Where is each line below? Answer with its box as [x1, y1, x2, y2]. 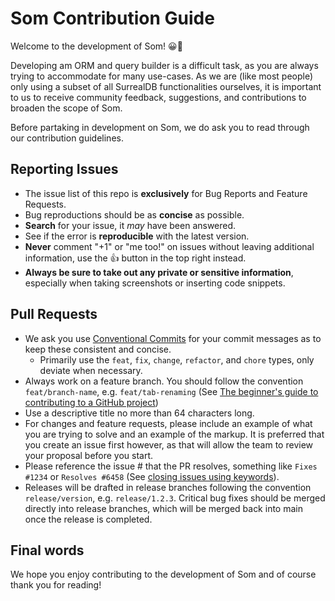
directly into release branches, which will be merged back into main [24, 502, 303, 514]
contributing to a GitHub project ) [24, 396, 159, 408]
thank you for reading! [10, 579, 102, 591]
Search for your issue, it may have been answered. [24, 219, 237, 231]
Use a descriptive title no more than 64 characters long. [24, 407, 255, 419]
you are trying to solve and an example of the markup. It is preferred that [24, 428, 325, 440]
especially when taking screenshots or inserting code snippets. [24, 277, 286, 289]
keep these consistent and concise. [24, 343, 172, 355]
